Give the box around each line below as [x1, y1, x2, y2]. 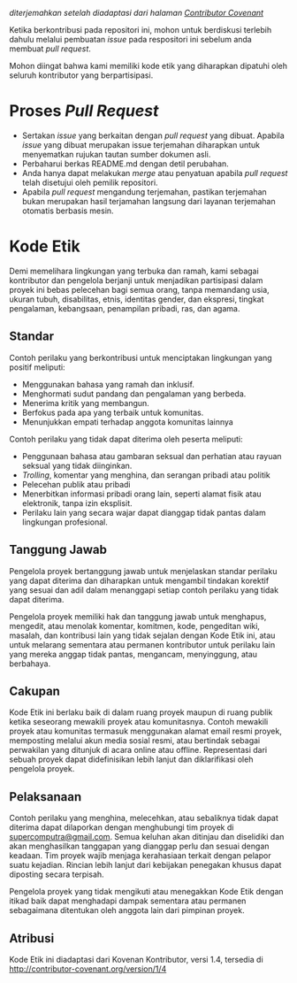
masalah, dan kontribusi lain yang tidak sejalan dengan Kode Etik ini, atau [9, 630, 276, 641]
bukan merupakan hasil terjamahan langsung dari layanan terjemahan [21, 196, 276, 206]
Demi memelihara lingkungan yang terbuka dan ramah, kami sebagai [9, 265, 259, 276]
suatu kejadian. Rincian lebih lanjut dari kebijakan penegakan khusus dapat [9, 860, 282, 871]
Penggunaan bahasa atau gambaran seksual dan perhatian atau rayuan [21, 450, 282, 461]
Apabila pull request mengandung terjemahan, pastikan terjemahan [21, 186, 267, 197]
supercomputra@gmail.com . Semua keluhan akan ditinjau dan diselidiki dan [9, 832, 285, 842]
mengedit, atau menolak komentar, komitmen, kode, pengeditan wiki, [9, 620, 261, 631]
